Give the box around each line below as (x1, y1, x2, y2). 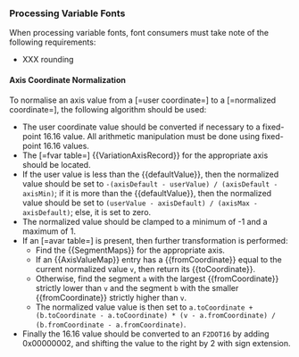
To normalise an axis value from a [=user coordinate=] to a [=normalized (9, 95, 277, 105)
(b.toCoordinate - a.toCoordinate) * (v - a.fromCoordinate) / (35, 311, 277, 320)
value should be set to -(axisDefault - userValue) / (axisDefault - (21, 178, 278, 189)
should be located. (21, 159, 91, 170)
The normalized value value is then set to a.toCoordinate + (35, 302, 253, 312)
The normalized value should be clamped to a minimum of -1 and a (21, 216, 268, 227)
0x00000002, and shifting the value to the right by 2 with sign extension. (21, 337, 291, 348)
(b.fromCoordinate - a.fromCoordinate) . (35, 319, 187, 329)
